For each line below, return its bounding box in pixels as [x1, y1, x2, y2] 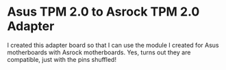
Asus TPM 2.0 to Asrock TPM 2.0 [7, 4, 200, 20]
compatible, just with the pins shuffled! [7, 55, 116, 63]
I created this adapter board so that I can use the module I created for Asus [7, 41, 219, 49]
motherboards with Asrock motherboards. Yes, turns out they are [7, 48, 191, 56]
